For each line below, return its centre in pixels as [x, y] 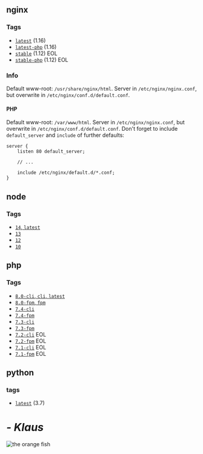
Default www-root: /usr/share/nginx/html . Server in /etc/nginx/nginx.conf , [101, 88]
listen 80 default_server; [51, 152]
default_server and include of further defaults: [65, 135]
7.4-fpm [25, 315]
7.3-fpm [25, 328]
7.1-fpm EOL [31, 354]
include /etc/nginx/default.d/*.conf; [66, 173]
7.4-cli [25, 309]
